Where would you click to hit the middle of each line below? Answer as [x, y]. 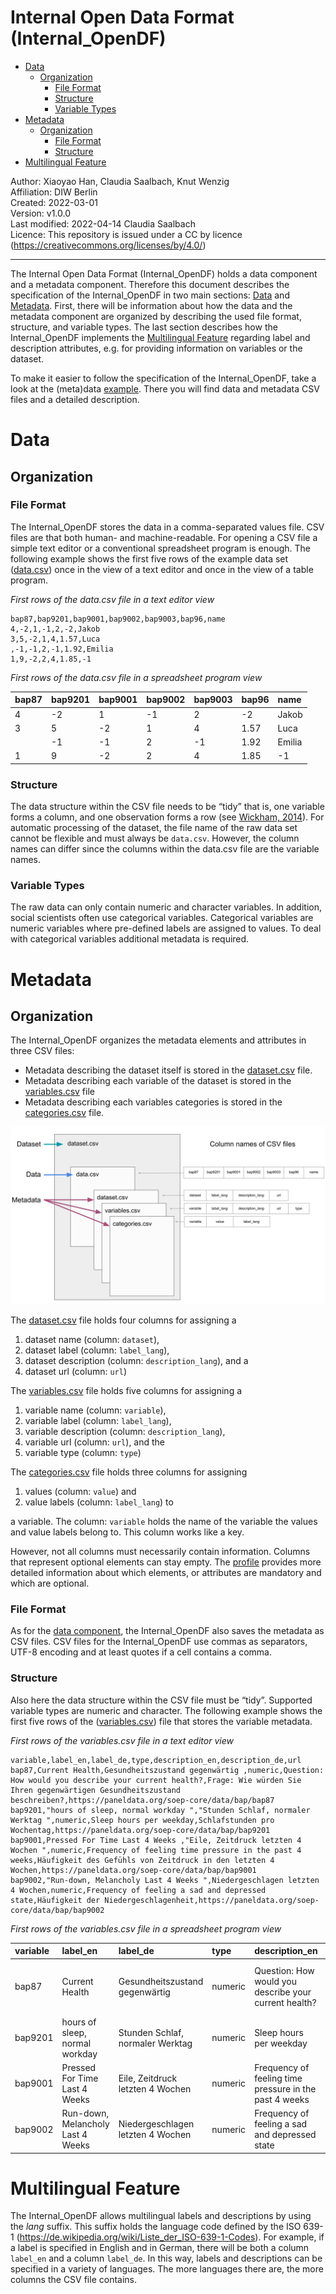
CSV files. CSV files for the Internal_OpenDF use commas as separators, [159, 1642]
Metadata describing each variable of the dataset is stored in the [158, 1081]
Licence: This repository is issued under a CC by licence [126, 234]
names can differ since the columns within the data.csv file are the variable [165, 849]
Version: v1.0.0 [41, 213]
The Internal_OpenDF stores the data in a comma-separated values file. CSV [167, 527]
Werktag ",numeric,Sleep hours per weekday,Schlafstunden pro [142, 1820]
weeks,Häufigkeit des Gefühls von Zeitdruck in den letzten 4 [142, 1860]
